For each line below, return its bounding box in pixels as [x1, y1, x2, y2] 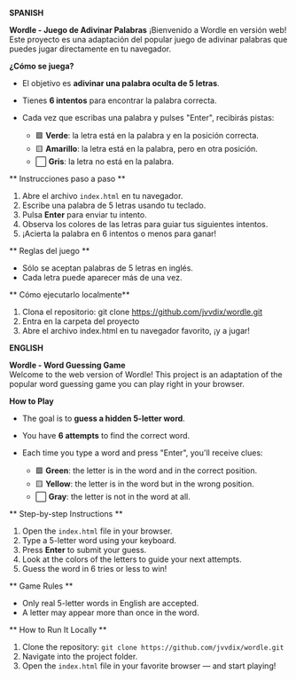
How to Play [9, 396, 55, 407]
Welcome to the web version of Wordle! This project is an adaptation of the [9, 369, 283, 380]
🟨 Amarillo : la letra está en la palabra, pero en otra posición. [35, 144, 259, 154]
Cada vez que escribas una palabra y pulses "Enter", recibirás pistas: [21, 113, 275, 123]
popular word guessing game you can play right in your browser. [9, 379, 245, 389]
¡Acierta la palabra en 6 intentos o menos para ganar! [21, 228, 217, 239]
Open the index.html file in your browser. [21, 526, 173, 536]
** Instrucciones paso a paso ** [9, 173, 126, 184]
